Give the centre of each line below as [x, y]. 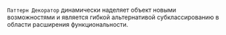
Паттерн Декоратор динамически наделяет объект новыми [92, 10]
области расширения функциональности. [68, 24]
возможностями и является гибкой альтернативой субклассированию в [113, 17]
